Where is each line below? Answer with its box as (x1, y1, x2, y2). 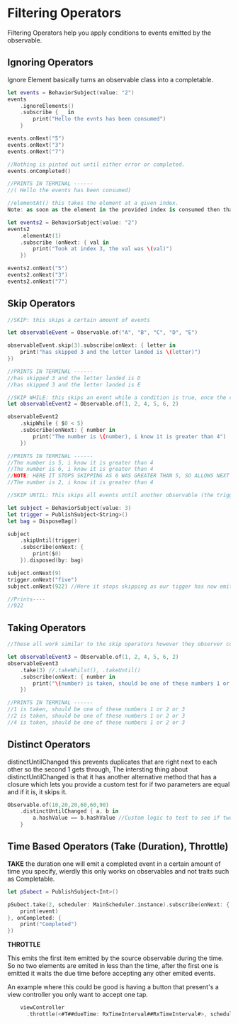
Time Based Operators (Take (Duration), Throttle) (7, 840, 229, 852)
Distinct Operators (7, 739, 91, 751)
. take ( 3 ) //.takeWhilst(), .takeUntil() (20, 667, 141, 674)
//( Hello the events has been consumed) (7, 187, 132, 194)
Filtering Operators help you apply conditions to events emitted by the (7, 28, 211, 37)
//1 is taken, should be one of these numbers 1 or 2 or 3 (7, 706, 186, 713)
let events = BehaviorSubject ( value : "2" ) (7, 89, 135, 96)
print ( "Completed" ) (20, 920, 78, 928)
